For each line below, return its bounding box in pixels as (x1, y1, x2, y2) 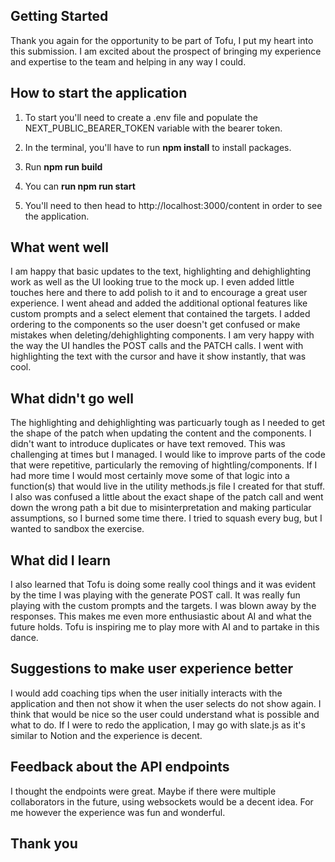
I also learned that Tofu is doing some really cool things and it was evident (10, 579, 316, 591)
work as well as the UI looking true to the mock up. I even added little (10, 276, 295, 288)
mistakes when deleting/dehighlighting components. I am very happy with (10, 329, 315, 341)
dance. (10, 632, 39, 644)
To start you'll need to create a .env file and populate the (24, 111, 258, 123)
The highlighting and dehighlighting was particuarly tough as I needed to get (10, 417, 325, 429)
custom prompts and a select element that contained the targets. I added (10, 308, 311, 320)
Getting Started (10, 8, 109, 25)
